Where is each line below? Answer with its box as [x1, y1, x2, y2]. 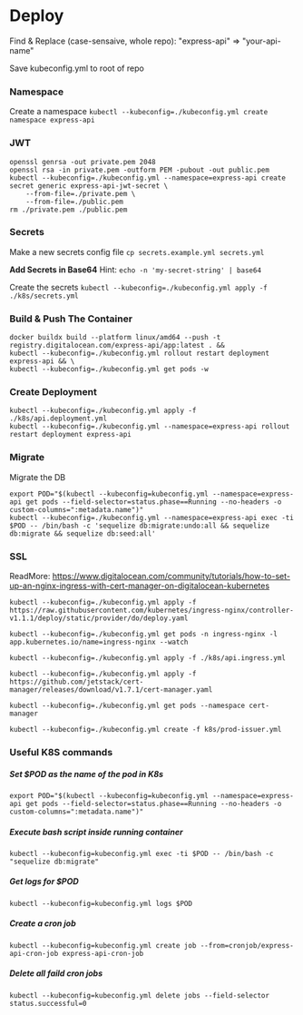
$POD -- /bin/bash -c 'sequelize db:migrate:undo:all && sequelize [9, 521, 270, 530]
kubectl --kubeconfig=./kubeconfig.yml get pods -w [9, 365, 209, 374]
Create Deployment [9, 386, 97, 399]
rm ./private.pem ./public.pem [9, 205, 128, 214]
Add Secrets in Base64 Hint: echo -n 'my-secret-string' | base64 [9, 264, 261, 275]
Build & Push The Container [9, 312, 133, 325]
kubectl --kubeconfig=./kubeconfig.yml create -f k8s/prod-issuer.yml [9, 725, 282, 734]
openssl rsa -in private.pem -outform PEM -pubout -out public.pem [9, 165, 270, 174]
